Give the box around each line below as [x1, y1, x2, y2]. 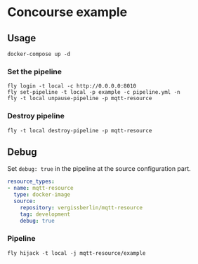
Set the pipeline [7, 67, 62, 76]
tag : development [20, 211, 71, 218]
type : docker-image [13, 191, 71, 198]
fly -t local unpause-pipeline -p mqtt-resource [7, 95, 152, 102]
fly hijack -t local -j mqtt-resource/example [7, 249, 146, 256]
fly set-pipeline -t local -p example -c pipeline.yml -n [7, 89, 180, 96]
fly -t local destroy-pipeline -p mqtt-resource [7, 127, 152, 134]
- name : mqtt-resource [7, 185, 74, 192]
